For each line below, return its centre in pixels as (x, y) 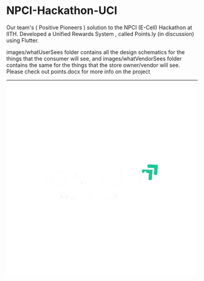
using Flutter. (23, 40)
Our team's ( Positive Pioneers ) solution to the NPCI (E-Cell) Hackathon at (99, 27)
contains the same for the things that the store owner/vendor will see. (93, 65)
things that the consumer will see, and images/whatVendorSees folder (94, 58)
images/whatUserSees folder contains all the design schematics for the (96, 52)
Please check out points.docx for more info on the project (78, 71)
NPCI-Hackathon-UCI (62, 11)
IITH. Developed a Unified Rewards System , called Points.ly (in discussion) (100, 33)
